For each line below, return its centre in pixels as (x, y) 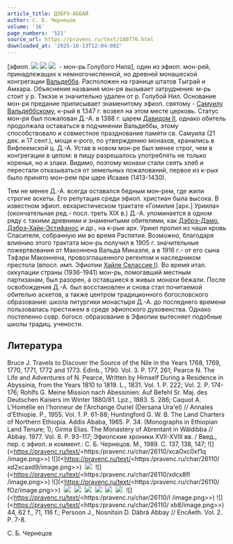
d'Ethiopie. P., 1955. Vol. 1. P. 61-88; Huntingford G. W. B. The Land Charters (116, 414)
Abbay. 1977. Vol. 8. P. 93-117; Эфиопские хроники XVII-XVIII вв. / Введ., (112, 436)
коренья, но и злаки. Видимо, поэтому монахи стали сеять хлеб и (105, 163)
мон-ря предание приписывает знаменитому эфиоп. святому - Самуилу (115, 104)
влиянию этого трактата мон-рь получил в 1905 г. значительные (103, 243)
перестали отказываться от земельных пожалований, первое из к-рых (113, 170)
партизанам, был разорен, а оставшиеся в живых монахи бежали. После (116, 280)
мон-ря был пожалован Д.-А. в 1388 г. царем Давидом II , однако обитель (116, 118)
